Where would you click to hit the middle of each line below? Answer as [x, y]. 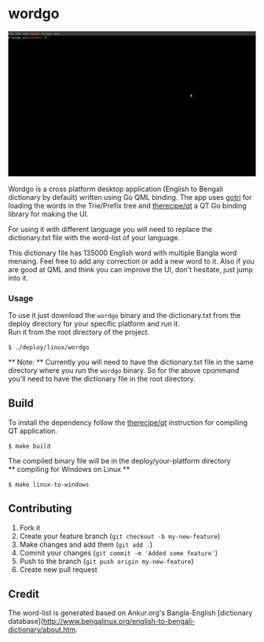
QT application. [33, 430]
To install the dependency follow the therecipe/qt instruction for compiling [128, 422]
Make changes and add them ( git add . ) [86, 544]
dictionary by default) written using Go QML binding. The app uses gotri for [130, 197]
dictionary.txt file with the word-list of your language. [94, 238]
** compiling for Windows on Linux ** [69, 469]
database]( [26, 622]
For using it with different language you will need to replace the [110, 229]
